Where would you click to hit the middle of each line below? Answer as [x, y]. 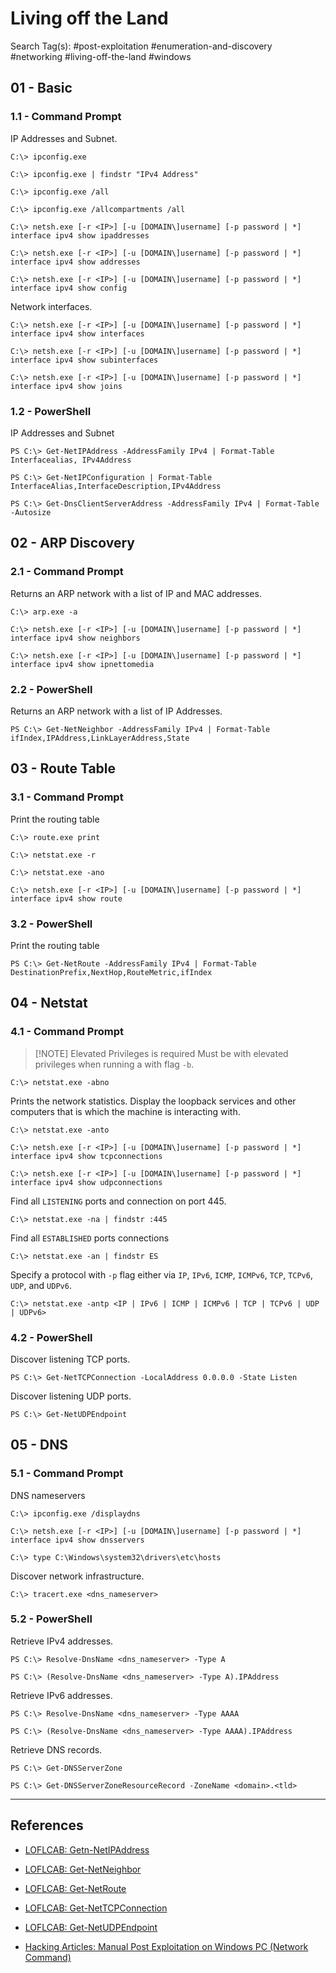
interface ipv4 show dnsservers [77, 1540]
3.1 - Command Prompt [67, 797]
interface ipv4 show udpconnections [86, 1182]
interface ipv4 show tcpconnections [86, 1156]
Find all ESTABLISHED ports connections [90, 1238]
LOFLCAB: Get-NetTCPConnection [96, 1908]
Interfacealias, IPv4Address [71, 460]
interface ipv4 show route [66, 898]
